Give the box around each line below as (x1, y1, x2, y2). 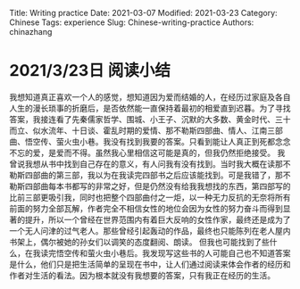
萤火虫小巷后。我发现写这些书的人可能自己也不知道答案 (87, 247, 291, 258)
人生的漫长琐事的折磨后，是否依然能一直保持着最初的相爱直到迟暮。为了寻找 (9, 103, 291, 113)
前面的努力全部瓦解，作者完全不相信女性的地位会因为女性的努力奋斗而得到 (9, 202, 283, 213)
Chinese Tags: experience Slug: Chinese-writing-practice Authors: (9, 17, 254, 28)
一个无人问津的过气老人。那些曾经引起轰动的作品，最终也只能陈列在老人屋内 (9, 225, 291, 235)
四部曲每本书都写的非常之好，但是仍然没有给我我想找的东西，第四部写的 (24, 180, 291, 191)
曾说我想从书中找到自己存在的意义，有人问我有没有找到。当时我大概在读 (9, 158, 275, 169)
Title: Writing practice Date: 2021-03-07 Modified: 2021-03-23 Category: (9, 8, 279, 18)
